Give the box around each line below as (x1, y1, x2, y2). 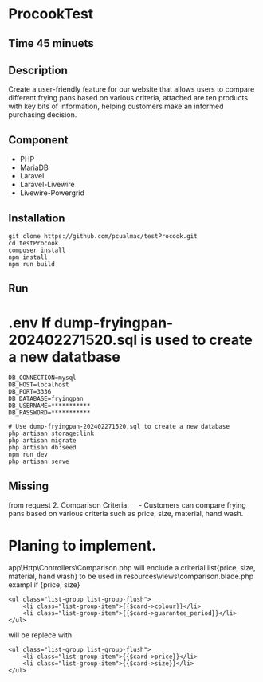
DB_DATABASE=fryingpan (8, 395, 84, 403)
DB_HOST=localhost (8, 381, 69, 389)
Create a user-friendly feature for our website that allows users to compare (8, 84, 255, 94)
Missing (8, 479, 49, 492)
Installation (8, 211, 65, 225)
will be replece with (8, 630, 73, 640)
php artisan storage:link (8, 429, 94, 438)
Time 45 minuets (8, 37, 94, 50)
